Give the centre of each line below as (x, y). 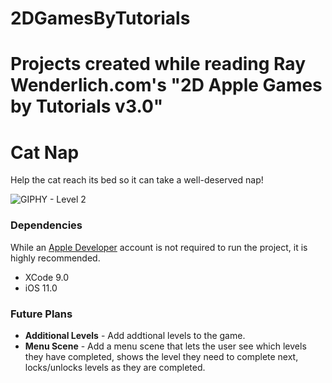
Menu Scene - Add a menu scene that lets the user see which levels (165, 346)
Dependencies (46, 225)
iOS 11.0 (41, 288)
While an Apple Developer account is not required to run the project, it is (159, 247)
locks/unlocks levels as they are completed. (115, 367)
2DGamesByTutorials (100, 18)
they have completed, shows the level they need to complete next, (161, 356)
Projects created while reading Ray (158, 64)
